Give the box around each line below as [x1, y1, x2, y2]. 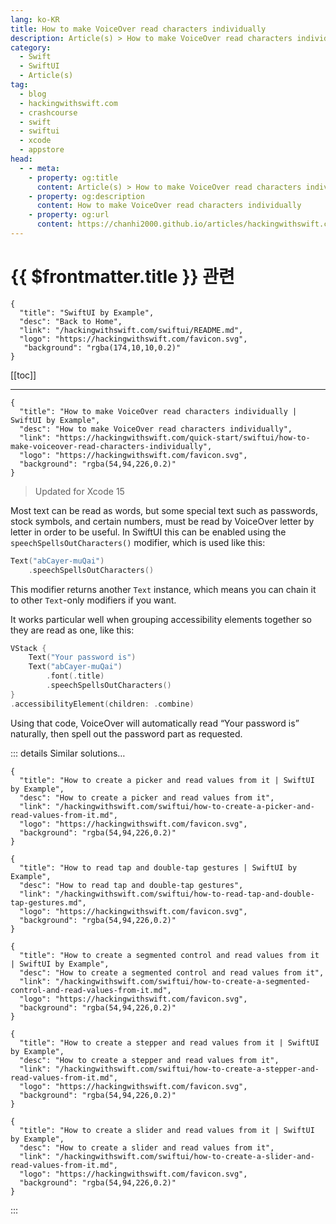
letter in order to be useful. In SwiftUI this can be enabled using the [10, 526, 287, 538]
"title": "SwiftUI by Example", [19, 307, 155, 318]
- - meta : [19, 163, 60, 173]
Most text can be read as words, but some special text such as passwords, [10, 504, 319, 516]
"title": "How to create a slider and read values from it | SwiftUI [19, 1125, 315, 1135]
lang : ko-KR [10, 14, 60, 25]
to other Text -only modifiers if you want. [10, 594, 177, 606]
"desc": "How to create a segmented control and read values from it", [19, 967, 325, 978]
